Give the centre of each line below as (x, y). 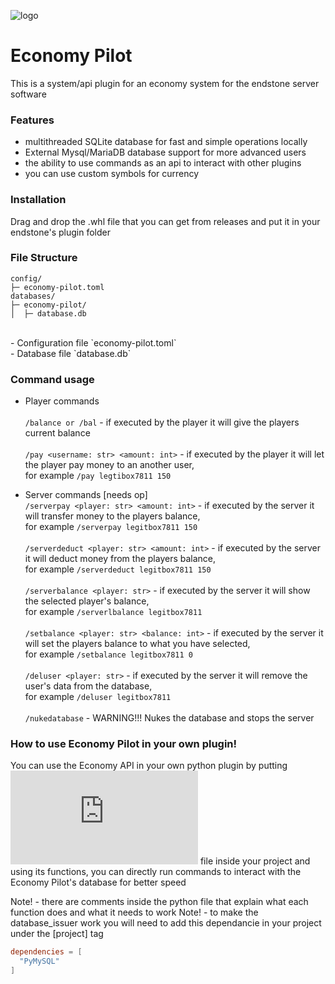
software (28, 94)
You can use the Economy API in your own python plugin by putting (149, 766)
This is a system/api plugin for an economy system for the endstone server (165, 83)
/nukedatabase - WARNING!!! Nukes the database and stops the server (169, 718)
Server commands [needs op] (86, 495)
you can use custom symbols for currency (112, 174)
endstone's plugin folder (60, 232)
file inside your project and (255, 861)
